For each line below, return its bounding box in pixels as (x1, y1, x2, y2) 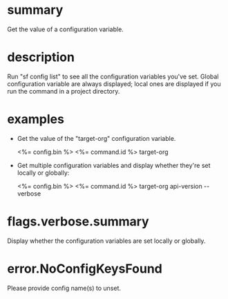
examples (7, 112, 64, 127)
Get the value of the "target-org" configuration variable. (17, 134, 176, 142)
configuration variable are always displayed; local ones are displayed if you (7, 79, 221, 88)
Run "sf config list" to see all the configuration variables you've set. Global (7, 72, 219, 80)
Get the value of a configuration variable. (7, 25, 124, 33)
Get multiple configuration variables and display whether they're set (17, 161, 211, 169)
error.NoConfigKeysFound (7, 261, 162, 276)
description (7, 49, 75, 65)
